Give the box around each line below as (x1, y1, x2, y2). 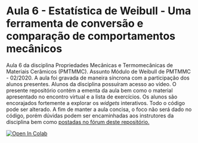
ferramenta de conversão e (6, 17, 144, 30)
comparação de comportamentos (6, 30, 176, 43)
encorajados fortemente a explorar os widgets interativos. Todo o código (6, 99, 185, 106)
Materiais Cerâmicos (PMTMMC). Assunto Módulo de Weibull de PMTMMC (6, 68, 191, 75)
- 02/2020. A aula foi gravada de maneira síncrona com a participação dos (6, 74, 190, 81)
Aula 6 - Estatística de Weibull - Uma (6, 4, 191, 18)
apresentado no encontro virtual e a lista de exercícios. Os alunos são (6, 93, 178, 100)
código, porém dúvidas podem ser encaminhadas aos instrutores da (6, 112, 174, 119)
